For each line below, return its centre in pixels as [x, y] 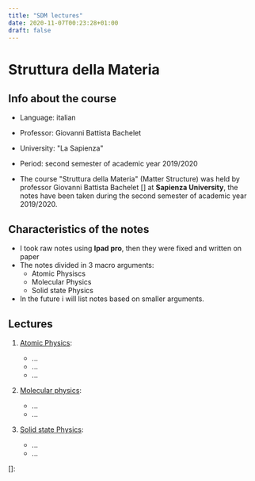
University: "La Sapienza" [61, 148]
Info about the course [63, 99]
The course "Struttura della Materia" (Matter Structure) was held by [129, 179]
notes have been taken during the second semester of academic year [133, 196]
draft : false [30, 30]
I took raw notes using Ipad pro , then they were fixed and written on [131, 248]
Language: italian [48, 118]
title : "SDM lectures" [46, 15]
